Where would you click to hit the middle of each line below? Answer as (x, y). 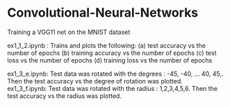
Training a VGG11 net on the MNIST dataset (69, 32)
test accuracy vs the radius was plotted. (64, 96)
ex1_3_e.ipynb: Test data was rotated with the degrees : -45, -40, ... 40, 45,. (115, 74)
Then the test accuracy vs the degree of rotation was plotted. (95, 81)
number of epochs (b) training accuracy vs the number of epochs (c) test (112, 53)
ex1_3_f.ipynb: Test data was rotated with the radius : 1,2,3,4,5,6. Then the (112, 88)
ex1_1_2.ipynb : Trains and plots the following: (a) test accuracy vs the (107, 45)
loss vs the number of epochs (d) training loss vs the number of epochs (110, 60)
